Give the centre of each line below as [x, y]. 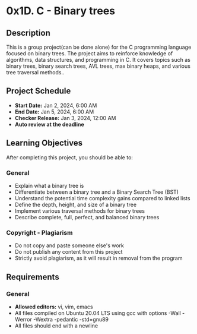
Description [28, 33]
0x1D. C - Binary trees [61, 11]
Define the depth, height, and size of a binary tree [76, 204]
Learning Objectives [45, 143]
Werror [23, 319]
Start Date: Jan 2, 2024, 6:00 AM [56, 105]
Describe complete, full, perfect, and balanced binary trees [87, 217]
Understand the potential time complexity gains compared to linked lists [102, 198]
